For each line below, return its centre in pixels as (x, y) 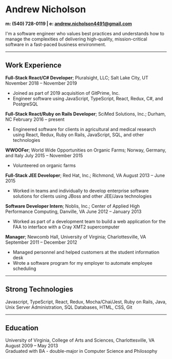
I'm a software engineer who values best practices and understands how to (85, 33)
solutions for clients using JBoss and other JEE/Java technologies (82, 196)
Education (22, 328)
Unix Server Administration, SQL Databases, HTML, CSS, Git (69, 307)
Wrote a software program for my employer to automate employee (82, 263)
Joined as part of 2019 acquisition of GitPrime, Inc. (66, 93)
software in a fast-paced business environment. (56, 44)
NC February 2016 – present (35, 119)
